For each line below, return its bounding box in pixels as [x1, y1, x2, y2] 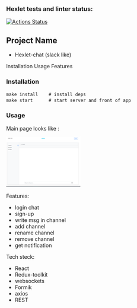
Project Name [6, 35, 58, 46]
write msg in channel [14, 217, 66, 224]
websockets [14, 278, 44, 285]
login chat [14, 204, 40, 211]
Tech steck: [6, 253, 35, 261]
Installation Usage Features [6, 63, 73, 70]
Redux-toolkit [14, 271, 48, 278]
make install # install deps [6, 91, 86, 98]
